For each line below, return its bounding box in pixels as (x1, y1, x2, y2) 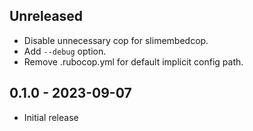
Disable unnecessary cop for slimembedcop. (23, 34, 209, 46)
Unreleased (9, 8, 84, 25)
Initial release (23, 111, 79, 123)
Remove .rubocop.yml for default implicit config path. (23, 55, 244, 68)
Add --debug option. (23, 45, 107, 57)
